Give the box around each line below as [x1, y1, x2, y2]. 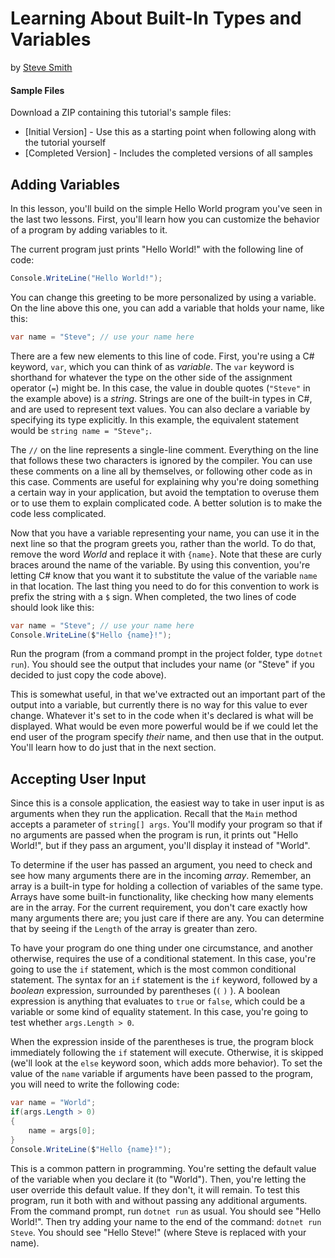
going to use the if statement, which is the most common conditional [10, 963, 297, 976]
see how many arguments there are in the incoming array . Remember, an [10, 870, 312, 882]
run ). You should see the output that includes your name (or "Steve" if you [10, 658, 315, 671]
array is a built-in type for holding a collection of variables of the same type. [10, 880, 323, 892]
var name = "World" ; [10, 1098, 97, 1108]
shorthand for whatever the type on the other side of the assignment [10, 371, 293, 383]
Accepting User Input [10, 770, 147, 787]
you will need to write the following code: [10, 1078, 180, 1091]
